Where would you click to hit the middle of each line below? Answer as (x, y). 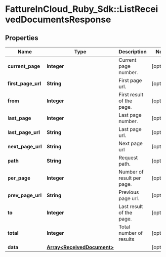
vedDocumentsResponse (58, 20)
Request (128, 158)
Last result (131, 206)
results (126, 239)
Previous (129, 192)
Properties (22, 38)
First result (131, 95)
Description (132, 52)
